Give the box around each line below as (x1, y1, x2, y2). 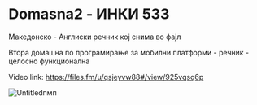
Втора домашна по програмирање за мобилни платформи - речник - (8, 47, 250, 57)
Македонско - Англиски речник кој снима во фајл (8, 32, 181, 42)
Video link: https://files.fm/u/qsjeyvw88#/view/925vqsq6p (8, 72, 204, 81)
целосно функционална (8, 56, 90, 66)
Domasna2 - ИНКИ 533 (8, 5, 170, 24)
